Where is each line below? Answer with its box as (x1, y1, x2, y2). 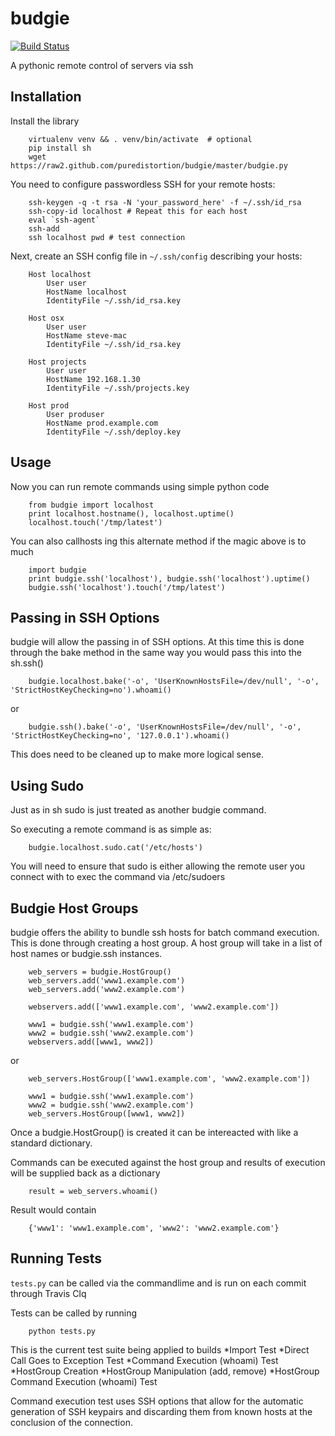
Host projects (28, 357, 87, 367)
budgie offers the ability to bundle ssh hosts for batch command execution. (10, 927, 320, 938)
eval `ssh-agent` (28, 215, 101, 225)
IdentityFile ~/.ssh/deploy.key (46, 427, 182, 437)
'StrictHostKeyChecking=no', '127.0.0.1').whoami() (10, 731, 230, 741)
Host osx (28, 313, 65, 323)
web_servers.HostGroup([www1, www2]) (28, 1109, 186, 1119)
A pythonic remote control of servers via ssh (10, 59, 194, 71)
